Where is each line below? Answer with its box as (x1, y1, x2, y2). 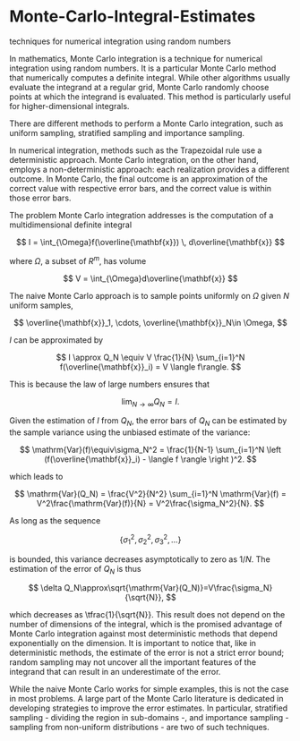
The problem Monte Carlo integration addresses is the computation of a (9, 209, 274, 220)
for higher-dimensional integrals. (9, 100, 130, 111)
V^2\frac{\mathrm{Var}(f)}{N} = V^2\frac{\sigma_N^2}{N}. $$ (36, 498, 265, 509)
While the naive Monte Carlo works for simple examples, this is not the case (9, 684, 289, 694)
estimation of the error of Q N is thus (9, 563, 141, 576)
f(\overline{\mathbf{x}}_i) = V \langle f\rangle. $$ (59, 361, 242, 372)
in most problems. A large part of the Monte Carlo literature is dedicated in (9, 694, 284, 704)
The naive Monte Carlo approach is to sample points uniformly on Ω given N (9, 290, 289, 301)
